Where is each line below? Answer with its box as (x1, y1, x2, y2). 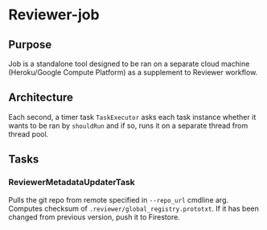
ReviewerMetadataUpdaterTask (8, 177, 135, 188)
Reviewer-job (8, 6, 100, 24)
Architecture (8, 91, 74, 105)
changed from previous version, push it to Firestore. (8, 212, 181, 222)
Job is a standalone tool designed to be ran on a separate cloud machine (8, 59, 250, 68)
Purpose (8, 38, 52, 51)
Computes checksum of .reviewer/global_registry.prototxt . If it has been (8, 203, 259, 213)
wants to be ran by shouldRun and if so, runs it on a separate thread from (8, 121, 249, 130)
